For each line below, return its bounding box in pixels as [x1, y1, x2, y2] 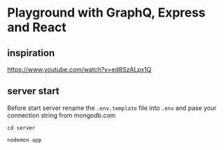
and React [7, 19, 67, 35]
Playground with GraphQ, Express [7, 5, 206, 21]
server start [7, 85, 60, 97]
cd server [7, 124, 36, 131]
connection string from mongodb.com [7, 111, 116, 119]
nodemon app [7, 136, 42, 143]
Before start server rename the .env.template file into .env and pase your [7, 104, 217, 112]
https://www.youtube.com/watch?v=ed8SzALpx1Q [7, 66, 152, 73]
